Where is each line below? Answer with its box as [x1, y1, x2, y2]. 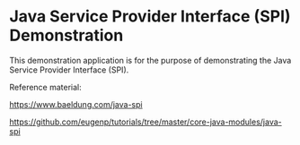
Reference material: [9, 81, 83, 92]
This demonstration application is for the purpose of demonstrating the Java [9, 55, 292, 65]
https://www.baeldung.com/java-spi [9, 98, 143, 109]
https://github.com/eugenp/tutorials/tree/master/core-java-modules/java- [9, 116, 282, 127]
